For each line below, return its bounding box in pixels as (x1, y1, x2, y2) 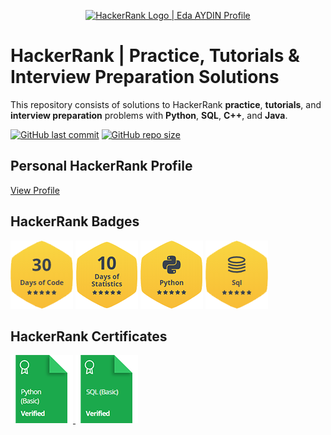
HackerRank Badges (10, 213, 140, 230)
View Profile (10, 184, 60, 196)
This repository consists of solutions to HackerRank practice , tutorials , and (10, 98, 322, 110)
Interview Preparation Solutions (10, 66, 280, 89)
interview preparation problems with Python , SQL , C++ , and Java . (10, 109, 288, 121)
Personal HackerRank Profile (10, 158, 193, 175)
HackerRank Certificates (10, 328, 168, 345)
